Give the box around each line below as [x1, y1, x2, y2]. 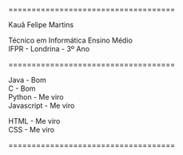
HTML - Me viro [8, 116, 61, 125]
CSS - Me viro [8, 125, 54, 134]
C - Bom [8, 84, 36, 93]
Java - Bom [8, 75, 46, 84]
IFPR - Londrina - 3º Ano [8, 44, 90, 53]
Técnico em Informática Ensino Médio [8, 35, 133, 45]
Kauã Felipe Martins [8, 20, 74, 29]
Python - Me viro [8, 92, 64, 101]
